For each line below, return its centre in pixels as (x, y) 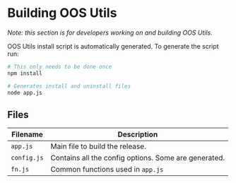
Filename (28, 134)
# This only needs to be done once (60, 66)
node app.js (25, 93)
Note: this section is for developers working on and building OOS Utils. (110, 33)
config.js (27, 158)
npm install (25, 73)
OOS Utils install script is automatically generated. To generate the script (113, 46)
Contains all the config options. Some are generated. (138, 158)
